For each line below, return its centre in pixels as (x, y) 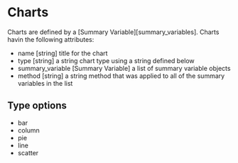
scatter (28, 152)
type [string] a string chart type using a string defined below (106, 60)
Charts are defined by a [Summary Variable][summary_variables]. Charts (113, 32)
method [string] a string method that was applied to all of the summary (121, 76)
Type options (37, 106)
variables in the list (45, 83)
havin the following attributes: (51, 39)
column (29, 130)
